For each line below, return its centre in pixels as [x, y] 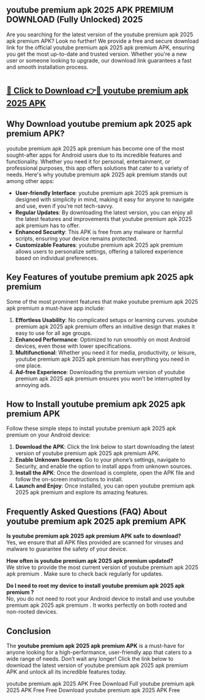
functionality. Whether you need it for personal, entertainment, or [88, 161]
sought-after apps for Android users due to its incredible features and [94, 155]
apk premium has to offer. [48, 225]
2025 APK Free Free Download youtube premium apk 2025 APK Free [93, 690]
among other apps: [30, 181]
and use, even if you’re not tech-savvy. [65, 206]
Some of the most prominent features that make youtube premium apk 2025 [102, 301]
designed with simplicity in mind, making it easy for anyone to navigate [104, 199]
